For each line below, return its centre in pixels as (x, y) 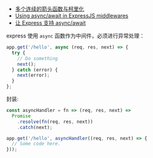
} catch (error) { (35, 70)
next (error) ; (34, 75)
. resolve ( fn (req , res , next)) (55, 122)
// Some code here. (36, 144)
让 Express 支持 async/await (50, 23)
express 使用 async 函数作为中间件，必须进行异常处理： (76, 36)
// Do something (38, 58)
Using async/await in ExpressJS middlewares (72, 16)
